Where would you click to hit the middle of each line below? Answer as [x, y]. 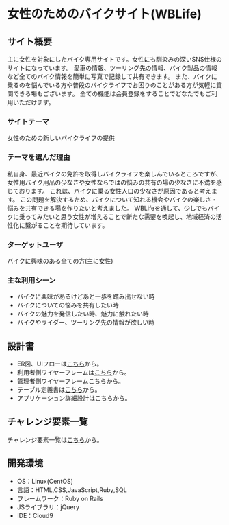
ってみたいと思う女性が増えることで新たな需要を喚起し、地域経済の [121, 216]
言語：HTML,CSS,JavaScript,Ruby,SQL [72, 490]
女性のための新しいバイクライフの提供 [61, 138]
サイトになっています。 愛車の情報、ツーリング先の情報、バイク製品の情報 [112, 68]
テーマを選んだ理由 [39, 157]
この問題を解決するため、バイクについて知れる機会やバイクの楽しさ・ [119, 199]
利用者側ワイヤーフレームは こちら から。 [74, 372]
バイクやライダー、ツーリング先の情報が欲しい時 [86, 323]
